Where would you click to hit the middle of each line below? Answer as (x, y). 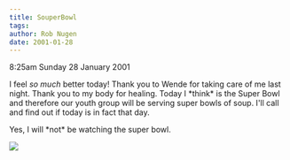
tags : (19, 26)
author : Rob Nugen (43, 34)
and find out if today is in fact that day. (79, 112)
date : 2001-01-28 (41, 42)
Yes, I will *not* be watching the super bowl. (90, 130)
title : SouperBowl (43, 17)
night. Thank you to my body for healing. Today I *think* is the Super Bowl (145, 94)
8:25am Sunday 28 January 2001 (70, 67)
